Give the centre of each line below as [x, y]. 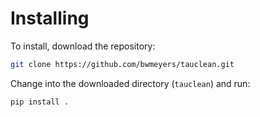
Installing [50, 18]
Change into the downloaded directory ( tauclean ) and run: [130, 83]
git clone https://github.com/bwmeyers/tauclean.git [122, 64]
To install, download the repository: [83, 46]
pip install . [40, 102]
